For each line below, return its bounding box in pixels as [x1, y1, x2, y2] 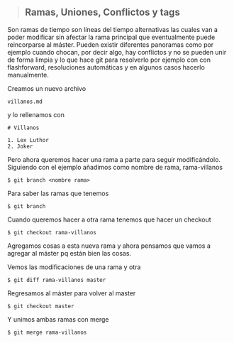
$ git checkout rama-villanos [7, 229, 97, 236]
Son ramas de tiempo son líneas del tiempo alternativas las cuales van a [7, 25, 218, 33]
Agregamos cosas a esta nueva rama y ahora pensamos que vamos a [7, 241, 211, 250]
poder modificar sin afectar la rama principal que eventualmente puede [7, 33, 216, 41]
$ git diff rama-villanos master [7, 276, 106, 283]
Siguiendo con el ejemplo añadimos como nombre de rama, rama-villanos [7, 163, 223, 171]
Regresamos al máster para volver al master [7, 288, 136, 298]
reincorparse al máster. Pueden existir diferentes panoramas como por [7, 40, 214, 49]
